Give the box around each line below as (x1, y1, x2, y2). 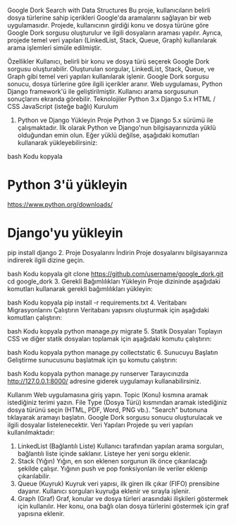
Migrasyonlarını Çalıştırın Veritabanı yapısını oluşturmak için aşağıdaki (7, 305, 210, 314)
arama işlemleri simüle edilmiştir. (7, 44, 102, 52)
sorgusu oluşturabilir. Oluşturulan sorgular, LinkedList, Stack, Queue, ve (7, 65, 215, 73)
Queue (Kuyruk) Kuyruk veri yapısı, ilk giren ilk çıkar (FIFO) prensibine (17, 479, 220, 488)
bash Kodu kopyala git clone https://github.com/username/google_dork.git (7, 269, 224, 278)
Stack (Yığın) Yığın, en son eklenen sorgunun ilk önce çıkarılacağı (17, 456, 208, 465)
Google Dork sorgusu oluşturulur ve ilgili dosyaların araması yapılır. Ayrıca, (7, 28, 223, 37)
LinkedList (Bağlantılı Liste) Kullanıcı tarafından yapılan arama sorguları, (17, 442, 224, 450)
